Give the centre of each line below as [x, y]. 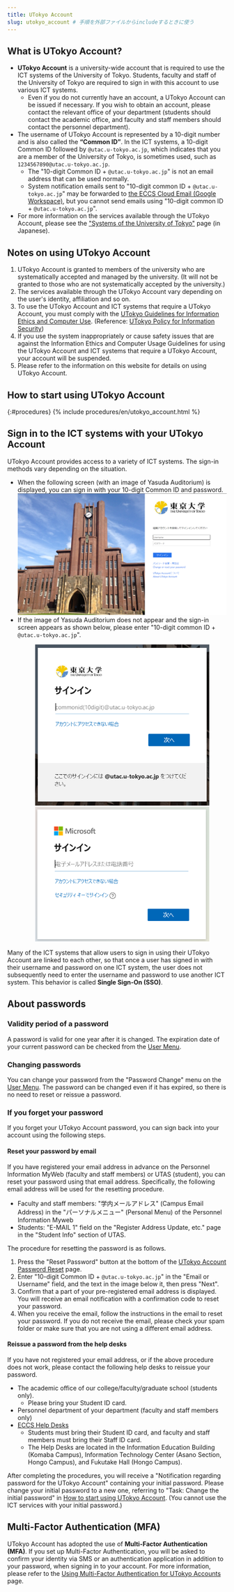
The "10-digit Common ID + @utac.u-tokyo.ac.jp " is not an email [120, 171]
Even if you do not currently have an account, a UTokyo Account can [126, 98]
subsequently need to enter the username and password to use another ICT [116, 975]
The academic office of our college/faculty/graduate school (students [117, 1388]
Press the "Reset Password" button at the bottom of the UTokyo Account [122, 1262]
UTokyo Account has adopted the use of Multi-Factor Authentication [107, 1544]
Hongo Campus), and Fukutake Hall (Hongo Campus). [105, 1462]
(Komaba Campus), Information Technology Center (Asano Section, [124, 1454]
